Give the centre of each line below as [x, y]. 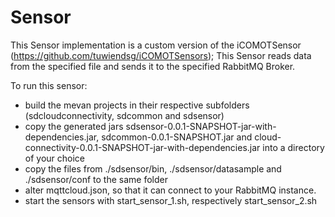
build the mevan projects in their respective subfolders [137, 105]
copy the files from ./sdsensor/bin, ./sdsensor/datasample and [153, 168]
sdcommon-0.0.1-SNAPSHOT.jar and [177, 137]
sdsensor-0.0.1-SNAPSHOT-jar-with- [201, 126]
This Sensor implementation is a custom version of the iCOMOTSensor [156, 45]
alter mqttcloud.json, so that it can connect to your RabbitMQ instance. [170, 190]
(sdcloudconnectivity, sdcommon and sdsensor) [124, 115]
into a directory [293, 147]
